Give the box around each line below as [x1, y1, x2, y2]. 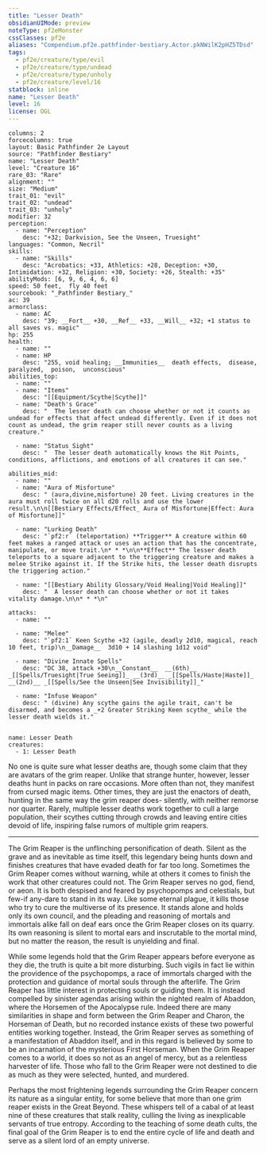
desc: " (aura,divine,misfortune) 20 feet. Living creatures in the [22, 491, 254, 499]
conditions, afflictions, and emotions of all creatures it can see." [8, 456, 247, 464]
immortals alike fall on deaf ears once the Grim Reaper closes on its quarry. [8, 920, 255, 929]
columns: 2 [8, 129, 44, 137]
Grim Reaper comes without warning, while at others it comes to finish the [8, 869, 251, 878]
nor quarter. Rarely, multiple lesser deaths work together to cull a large [8, 804, 239, 813]
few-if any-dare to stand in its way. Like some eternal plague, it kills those [8, 894, 250, 904]
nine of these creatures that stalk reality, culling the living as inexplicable [8, 1111, 246, 1120]
